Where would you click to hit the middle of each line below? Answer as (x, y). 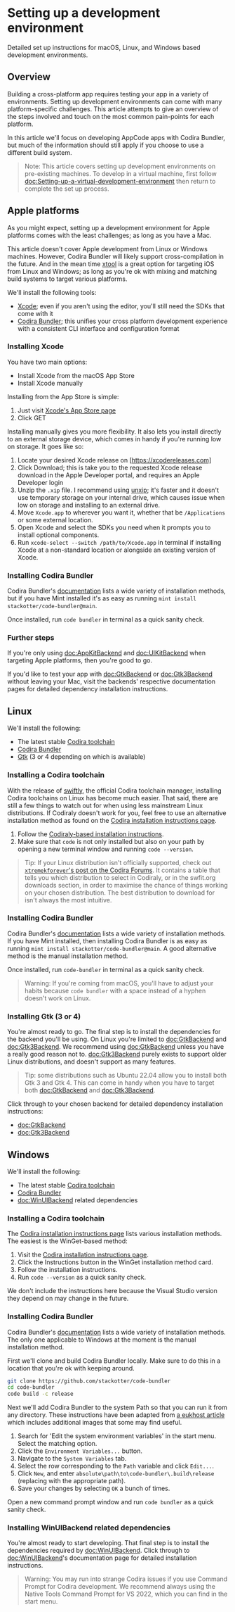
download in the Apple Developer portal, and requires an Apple (108, 475)
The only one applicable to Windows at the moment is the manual (102, 1340)
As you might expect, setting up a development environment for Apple (109, 227)
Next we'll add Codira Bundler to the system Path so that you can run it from (117, 1408)
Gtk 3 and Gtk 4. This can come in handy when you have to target (119, 1083)
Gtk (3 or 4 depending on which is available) (81, 757)
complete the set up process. (67, 189)
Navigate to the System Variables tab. (72, 1459)
